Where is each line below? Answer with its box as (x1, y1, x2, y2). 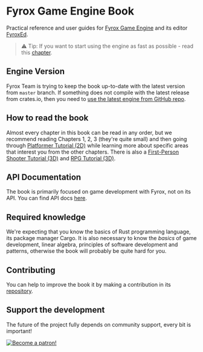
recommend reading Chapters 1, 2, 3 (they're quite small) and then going (6, 135, 187, 143)
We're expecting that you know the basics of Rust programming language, (6, 228, 192, 235)
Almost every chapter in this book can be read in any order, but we (6, 129, 172, 136)
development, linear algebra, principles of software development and (6, 241, 178, 249)
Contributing (6, 265, 56, 275)
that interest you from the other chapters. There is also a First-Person (6, 148, 179, 155)
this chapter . (21, 48, 53, 56)
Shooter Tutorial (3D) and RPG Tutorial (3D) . (6, 154, 116, 161)
